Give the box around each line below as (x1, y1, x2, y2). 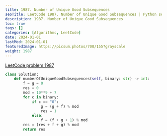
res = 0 (23, 86, 39, 91)
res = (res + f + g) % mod (23, 122, 79, 128)
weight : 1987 (5, 48, 32, 53)
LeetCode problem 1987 (5, 62, 55, 68)
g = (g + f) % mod (40, 104, 79, 109)
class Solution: (5, 72, 39, 77)
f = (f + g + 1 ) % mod (40, 118, 88, 123)
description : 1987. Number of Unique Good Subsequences (5, 16, 123, 21)
